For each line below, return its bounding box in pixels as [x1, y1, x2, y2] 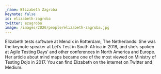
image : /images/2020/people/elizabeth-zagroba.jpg [5, 25, 110, 30]
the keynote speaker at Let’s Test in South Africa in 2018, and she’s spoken [5, 44, 154, 50]
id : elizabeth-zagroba [5, 16, 51, 21]
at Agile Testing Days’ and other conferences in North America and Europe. [5, 49, 156, 55]
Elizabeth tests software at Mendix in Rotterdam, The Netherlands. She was [5, 38, 156, 44]
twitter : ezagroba [5, 20, 42, 26]
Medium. [5, 64, 23, 71]
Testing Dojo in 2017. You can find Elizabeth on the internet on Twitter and [5, 59, 153, 65]
